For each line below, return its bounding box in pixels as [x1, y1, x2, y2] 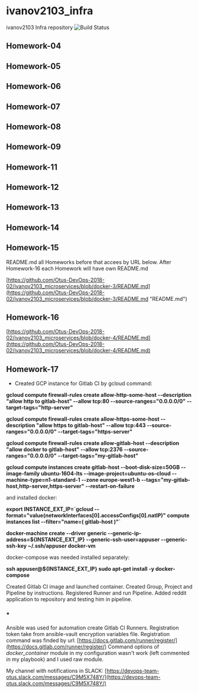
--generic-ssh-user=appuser [86, 536, 160, 543]
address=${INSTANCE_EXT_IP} [6, 536, 85, 543]
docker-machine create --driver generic [6, 530, 107, 537]
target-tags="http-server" [6, 404, 73, 411]
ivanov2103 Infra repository [6, 24, 73, 31]
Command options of [108, 643, 160, 650]
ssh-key [6, 542, 27, 549]
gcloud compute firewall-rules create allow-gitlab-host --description [6, 440, 179, 447]
